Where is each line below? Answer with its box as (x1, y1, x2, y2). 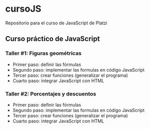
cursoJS (5, 3, 42, 15)
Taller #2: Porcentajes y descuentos (5, 90, 97, 97)
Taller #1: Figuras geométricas (5, 50, 82, 57)
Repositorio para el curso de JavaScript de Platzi (5, 20, 108, 26)
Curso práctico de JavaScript (5, 35, 100, 43)
